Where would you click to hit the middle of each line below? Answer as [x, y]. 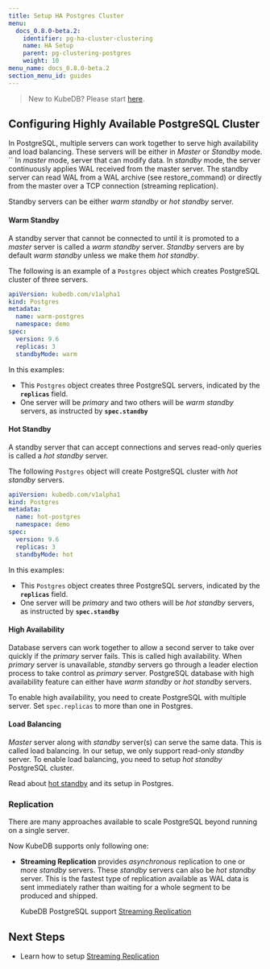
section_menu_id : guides [50, 76]
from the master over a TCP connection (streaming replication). [114, 186]
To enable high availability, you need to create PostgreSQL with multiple [128, 697]
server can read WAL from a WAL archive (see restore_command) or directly [135, 177]
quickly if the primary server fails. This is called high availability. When [125, 656]
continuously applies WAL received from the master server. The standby [128, 169]
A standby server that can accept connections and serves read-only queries [135, 447]
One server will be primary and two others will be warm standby [127, 402]
